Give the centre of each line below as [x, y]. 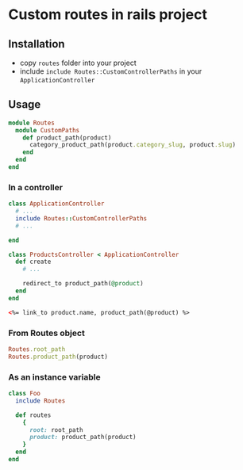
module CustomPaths [48, 130]
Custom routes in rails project [108, 15]
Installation [37, 44]
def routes [33, 415]
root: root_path [56, 430]
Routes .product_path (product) [58, 357]
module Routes [32, 123]
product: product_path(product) [83, 438]
